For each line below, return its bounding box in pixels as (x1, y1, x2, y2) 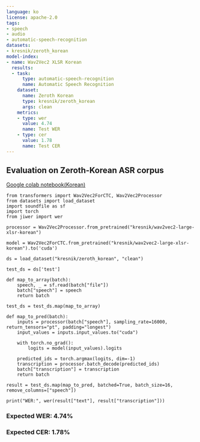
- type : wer (17, 115, 47, 121)
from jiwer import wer (6, 214, 63, 220)
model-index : (6, 54, 39, 60)
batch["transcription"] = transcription (17, 366, 120, 373)
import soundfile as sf (6, 203, 66, 209)
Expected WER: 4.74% (6, 412, 73, 420)
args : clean (22, 103, 52, 110)
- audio (6, 31, 26, 37)
